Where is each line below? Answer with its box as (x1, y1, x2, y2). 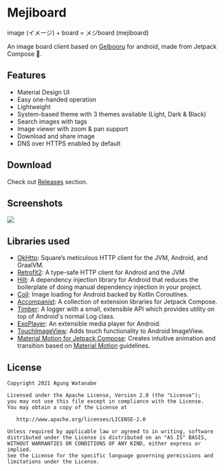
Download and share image (16, 132, 95, 140)
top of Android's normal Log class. (16, 312, 115, 321)
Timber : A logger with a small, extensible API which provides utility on (16, 305, 215, 313)
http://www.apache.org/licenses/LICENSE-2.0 (16, 416, 146, 423)
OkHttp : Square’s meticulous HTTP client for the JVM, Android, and (16, 254, 208, 262)
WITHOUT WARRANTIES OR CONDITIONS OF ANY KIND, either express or (7, 440, 201, 447)
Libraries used (7, 235, 70, 247)
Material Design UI (16, 88, 70, 96)
